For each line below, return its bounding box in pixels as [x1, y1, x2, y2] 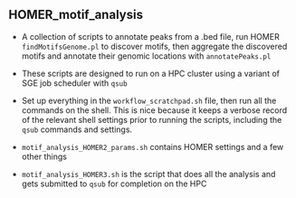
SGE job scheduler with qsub [21, 77, 128, 89]
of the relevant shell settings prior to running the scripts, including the [21, 114, 282, 125]
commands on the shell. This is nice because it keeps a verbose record [21, 104, 288, 116]
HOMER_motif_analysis [8, 7, 144, 23]
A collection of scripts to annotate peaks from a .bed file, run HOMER [21, 31, 280, 42]
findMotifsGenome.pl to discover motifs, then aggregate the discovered [21, 41, 288, 52]
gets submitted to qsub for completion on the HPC [21, 178, 207, 189]
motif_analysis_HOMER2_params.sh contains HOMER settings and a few [21, 141, 284, 152]
